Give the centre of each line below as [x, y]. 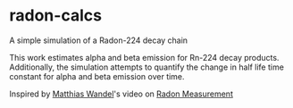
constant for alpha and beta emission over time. [97, 76]
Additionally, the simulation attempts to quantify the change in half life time [146, 67]
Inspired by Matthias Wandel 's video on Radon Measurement [121, 94]
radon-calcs [56, 16]
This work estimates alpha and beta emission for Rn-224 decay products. [144, 57]
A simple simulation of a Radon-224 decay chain [99, 40]
